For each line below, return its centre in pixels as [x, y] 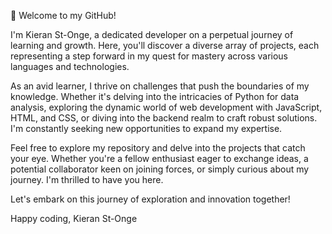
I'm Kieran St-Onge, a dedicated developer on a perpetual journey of [152, 34]
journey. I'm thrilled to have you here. [87, 179]
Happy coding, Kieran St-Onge [74, 218]
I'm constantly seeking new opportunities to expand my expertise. [146, 128]
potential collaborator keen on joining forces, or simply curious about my [160, 169]
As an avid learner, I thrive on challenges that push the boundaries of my [160, 86]
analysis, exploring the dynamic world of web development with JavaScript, [166, 107]
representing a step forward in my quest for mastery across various [149, 56]
